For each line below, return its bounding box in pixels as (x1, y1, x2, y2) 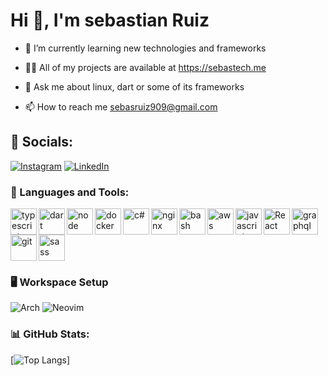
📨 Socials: (10, 134, 74, 151)
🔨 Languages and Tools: (10, 185, 130, 199)
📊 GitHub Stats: (10, 327, 90, 341)
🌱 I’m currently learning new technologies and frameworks (24, 42, 267, 54)
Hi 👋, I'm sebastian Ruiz (10, 9, 210, 32)
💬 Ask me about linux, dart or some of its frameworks (24, 80, 245, 93)
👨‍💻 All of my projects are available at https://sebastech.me (24, 61, 267, 73)
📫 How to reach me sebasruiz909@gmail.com (24, 100, 218, 113)
